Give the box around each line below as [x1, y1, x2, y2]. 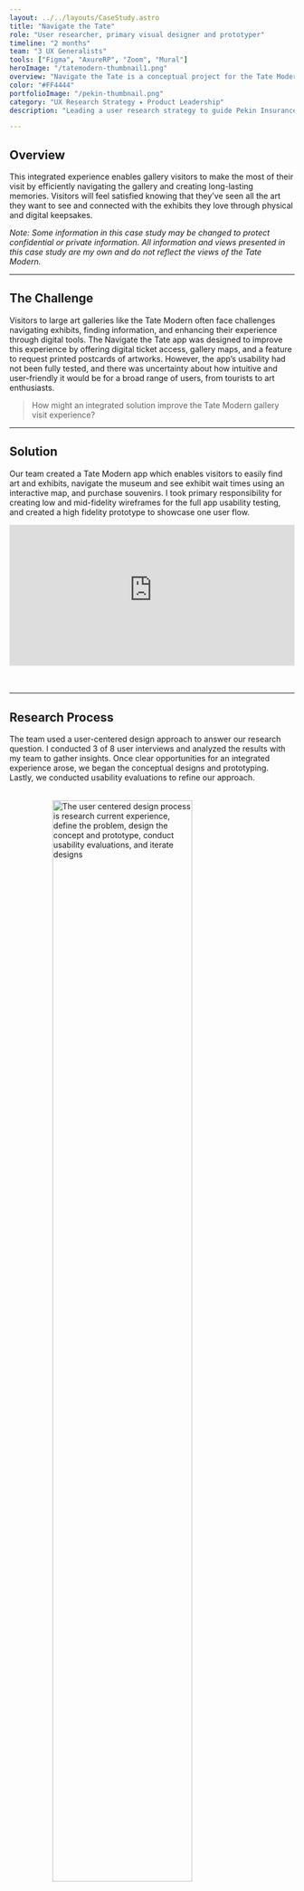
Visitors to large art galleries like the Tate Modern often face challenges [9, 314, 276, 326]
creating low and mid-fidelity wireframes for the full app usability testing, [9, 497, 281, 508]
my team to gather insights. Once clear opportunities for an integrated [9, 753, 271, 763]
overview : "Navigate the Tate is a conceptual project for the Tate [9, 72, 273, 81]
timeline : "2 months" [9, 38, 91, 48]
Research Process [9, 710, 115, 725]
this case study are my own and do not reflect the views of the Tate [9, 246, 262, 258]
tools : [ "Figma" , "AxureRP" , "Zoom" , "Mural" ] [9, 55, 188, 64]
